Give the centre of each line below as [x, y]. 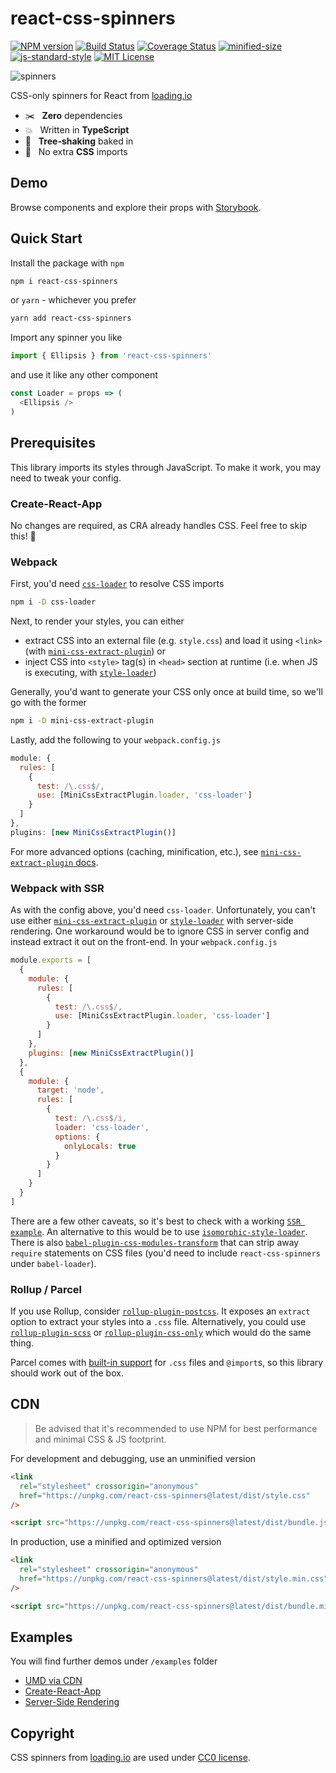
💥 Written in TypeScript [77, 129]
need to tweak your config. [66, 478]
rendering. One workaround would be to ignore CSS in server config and [160, 931]
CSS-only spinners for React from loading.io [101, 95]
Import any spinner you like [66, 338]
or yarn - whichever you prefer [73, 300]
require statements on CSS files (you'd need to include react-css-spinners [165, 1253]
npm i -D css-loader [53, 602]
